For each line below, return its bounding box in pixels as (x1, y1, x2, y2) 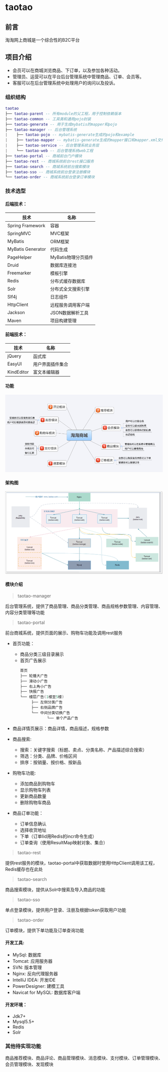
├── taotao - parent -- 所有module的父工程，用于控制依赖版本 (5, 111, 121, 116)
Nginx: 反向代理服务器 (12, 970, 58, 977)
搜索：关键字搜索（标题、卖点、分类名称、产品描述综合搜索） (19, 746, 147, 752)
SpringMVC (7, 230, 31, 236)
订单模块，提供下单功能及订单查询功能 (5, 927, 84, 933)
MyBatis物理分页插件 (50, 254, 93, 260)
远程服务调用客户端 (50, 301, 90, 308)
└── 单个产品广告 (46, 715, 78, 721)
